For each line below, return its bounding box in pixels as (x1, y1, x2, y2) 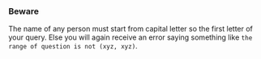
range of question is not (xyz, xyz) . (8, 41, 138, 51)
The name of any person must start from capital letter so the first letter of (8, 24, 254, 34)
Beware (8, 6, 39, 17)
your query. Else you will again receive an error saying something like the (8, 32, 253, 42)
